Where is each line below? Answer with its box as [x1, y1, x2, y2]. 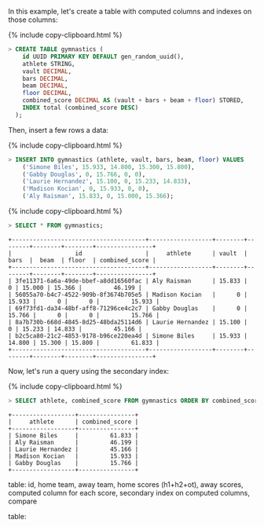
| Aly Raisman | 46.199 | [8, 438, 139, 446]
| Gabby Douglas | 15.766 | [8, 459, 139, 467]
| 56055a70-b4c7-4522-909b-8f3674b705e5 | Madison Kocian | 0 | [8, 291, 247, 298]
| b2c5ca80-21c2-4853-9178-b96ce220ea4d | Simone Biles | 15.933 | [8, 331, 247, 340]
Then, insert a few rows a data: [8, 125, 108, 134]
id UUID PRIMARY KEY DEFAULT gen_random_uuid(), [22, 53, 185, 60]
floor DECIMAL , [22, 90, 72, 97]
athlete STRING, [22, 60, 76, 68]
